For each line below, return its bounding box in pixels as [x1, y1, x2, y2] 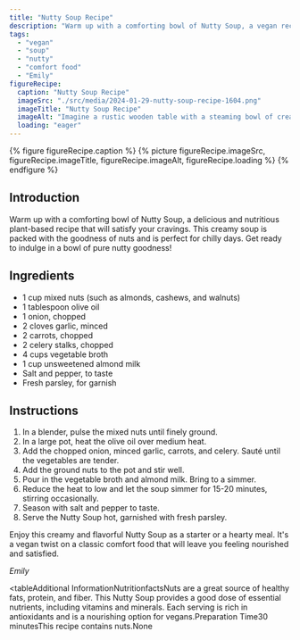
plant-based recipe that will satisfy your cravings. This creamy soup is [9, 223, 268, 234]
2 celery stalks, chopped [21, 339, 114, 350]
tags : [9, 29, 29, 38]
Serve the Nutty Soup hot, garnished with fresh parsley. [21, 512, 228, 523]
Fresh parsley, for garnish [21, 377, 117, 388]
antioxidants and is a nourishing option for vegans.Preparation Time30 [9, 611, 269, 622]
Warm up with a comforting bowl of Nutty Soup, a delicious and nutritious [9, 213, 279, 224]
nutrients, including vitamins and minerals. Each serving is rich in [9, 602, 248, 612]
